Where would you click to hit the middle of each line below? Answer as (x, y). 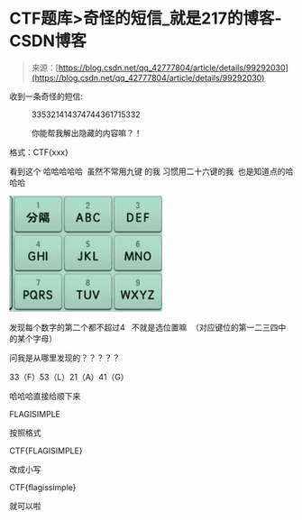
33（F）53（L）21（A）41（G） (69, 377)
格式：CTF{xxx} (39, 152)
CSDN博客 (48, 41)
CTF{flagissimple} (43, 487)
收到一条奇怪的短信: (46, 96)
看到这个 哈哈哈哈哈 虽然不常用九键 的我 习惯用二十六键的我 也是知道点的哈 (151, 171)
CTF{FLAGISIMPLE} (46, 451)
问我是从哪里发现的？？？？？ (64, 358)
